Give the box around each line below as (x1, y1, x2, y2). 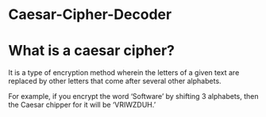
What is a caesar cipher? (8, 42, 175, 60)
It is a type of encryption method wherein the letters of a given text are (8, 68, 240, 77)
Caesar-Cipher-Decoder (8, 6, 172, 24)
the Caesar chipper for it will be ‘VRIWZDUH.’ (8, 100, 156, 110)
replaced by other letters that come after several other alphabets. (8, 77, 222, 86)
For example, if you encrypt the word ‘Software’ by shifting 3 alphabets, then (8, 92, 260, 101)
